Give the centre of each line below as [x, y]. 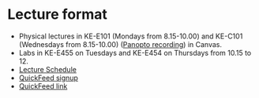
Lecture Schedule [47, 69]
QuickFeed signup [48, 78]
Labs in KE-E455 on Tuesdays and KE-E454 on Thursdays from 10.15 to [135, 53]
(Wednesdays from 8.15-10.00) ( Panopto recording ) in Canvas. [120, 44]
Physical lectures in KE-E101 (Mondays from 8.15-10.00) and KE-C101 [131, 36]
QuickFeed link [43, 86]
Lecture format [58, 15]
